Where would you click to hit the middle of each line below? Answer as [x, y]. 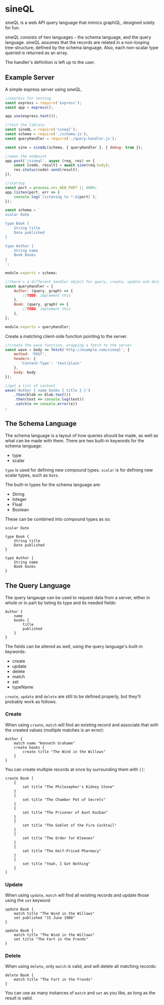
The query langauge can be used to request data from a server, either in [78, 597]
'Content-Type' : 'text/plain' [51, 363]
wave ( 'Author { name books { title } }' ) [48, 390]
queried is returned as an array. [37, 53]
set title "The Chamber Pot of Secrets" [64, 799]
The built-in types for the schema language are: [53, 484]
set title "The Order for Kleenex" [59, 838]
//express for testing [28, 98]
